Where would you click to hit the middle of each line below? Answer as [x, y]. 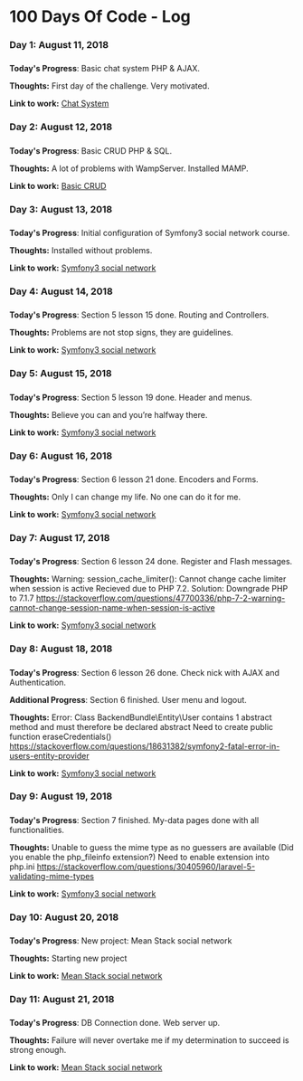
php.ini [22, 867]
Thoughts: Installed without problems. [81, 251]
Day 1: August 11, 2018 [59, 45]
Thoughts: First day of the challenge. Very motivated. [109, 86]
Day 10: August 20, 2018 [64, 917]
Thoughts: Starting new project [68, 958]
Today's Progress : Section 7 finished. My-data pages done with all [134, 820]
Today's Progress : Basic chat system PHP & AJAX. [105, 69]
